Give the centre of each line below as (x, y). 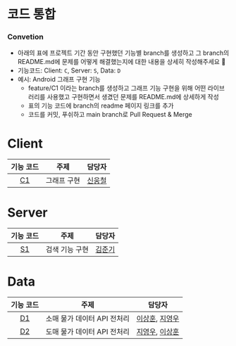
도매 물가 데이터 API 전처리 (88, 332)
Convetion (25, 37)
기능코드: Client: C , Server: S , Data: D (69, 70)
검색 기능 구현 (67, 250)
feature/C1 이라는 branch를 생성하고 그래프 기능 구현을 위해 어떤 (117, 88)
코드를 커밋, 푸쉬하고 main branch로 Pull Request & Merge (110, 115)
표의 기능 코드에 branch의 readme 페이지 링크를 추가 (101, 105)
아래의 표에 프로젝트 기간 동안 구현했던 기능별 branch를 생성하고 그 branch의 (123, 53)
